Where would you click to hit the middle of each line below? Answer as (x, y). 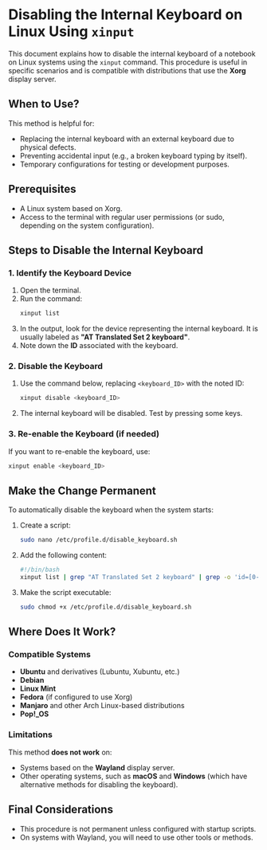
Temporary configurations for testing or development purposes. (124, 164)
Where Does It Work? (62, 632)
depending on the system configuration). (87, 225)
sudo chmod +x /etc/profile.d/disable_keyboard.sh (106, 607)
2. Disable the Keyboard (56, 366)
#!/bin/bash (39, 570)
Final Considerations (61, 810)
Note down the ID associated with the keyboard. (99, 346)
